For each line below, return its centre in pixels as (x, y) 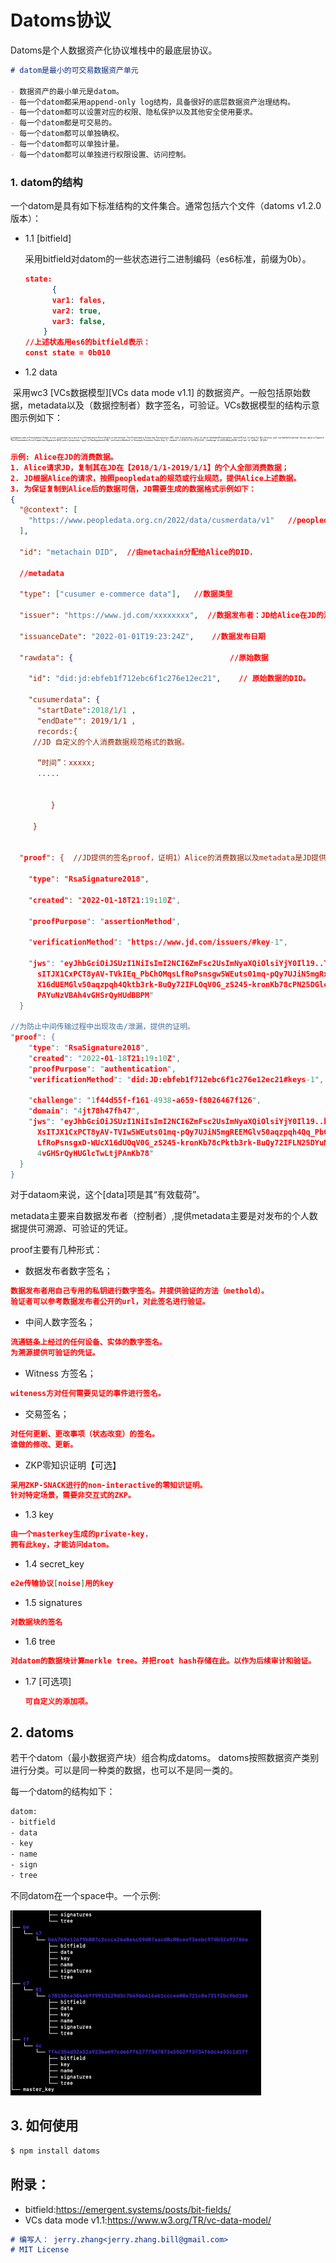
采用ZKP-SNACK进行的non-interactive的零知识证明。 (109, 1485)
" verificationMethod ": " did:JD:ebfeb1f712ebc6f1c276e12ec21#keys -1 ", (176, 1079)
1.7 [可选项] (48, 1681)
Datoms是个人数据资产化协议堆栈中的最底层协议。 (114, 50)
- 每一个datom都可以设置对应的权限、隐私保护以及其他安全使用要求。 (134, 112)
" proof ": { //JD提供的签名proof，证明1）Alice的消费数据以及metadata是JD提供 (173, 858)
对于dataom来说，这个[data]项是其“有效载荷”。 (108, 1195)
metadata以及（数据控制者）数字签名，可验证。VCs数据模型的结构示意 (173, 405)
